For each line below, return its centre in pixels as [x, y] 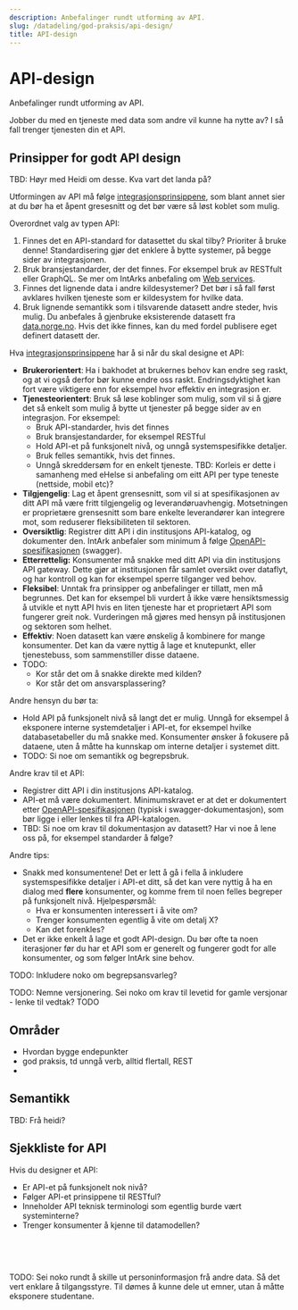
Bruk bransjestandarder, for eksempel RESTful [120, 437]
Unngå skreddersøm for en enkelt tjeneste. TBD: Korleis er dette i [156, 465]
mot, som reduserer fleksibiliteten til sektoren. [107, 522]
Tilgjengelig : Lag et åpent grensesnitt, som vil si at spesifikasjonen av [151, 494]
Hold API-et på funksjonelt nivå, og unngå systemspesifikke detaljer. [161, 446]
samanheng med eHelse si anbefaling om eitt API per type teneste [157, 475]
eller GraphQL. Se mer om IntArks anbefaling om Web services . [139, 279]
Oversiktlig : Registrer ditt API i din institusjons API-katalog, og [137, 531]
